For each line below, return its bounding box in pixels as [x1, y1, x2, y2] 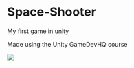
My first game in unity [7, 27, 69, 35]
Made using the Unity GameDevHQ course [7, 40, 128, 48]
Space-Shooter [7, 4, 96, 20]
